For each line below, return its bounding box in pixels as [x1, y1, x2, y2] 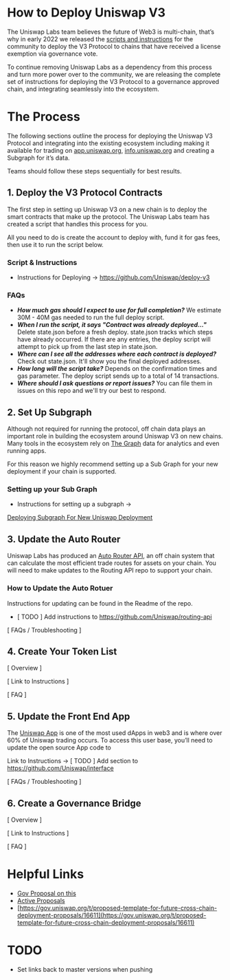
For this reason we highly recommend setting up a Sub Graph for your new [7, 460, 218, 469]
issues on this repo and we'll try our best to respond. [16, 387, 167, 395]
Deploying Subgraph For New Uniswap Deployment [7, 513, 153, 522]
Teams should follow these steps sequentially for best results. [7, 167, 182, 175]
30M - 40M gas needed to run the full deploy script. [16, 313, 165, 321]
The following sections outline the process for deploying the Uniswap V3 [7, 131, 213, 140]
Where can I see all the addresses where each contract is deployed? [16, 350, 217, 359]
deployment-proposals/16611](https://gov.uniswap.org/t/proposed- [16, 910, 207, 919]
